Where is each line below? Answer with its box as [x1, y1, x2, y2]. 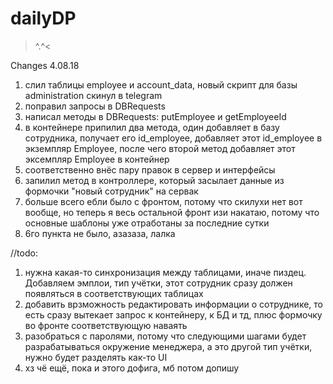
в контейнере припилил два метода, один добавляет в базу [24, 121, 280, 133]
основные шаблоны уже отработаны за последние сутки [24, 217, 270, 229]
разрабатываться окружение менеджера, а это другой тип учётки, [24, 340, 313, 352]
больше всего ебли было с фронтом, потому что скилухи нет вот [24, 195, 303, 207]
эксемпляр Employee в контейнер [24, 153, 170, 165]
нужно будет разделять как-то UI [24, 351, 168, 363]
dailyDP [10, 7, 77, 30]
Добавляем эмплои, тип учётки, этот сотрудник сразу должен [24, 277, 293, 289]
